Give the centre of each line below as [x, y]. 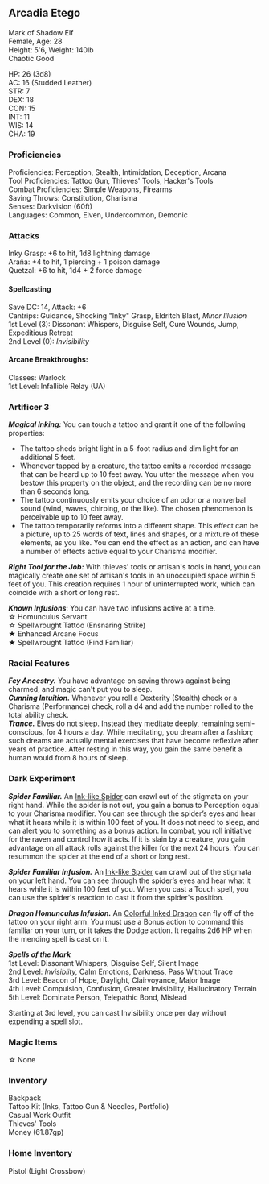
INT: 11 [19, 117]
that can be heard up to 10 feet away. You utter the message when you [137, 474]
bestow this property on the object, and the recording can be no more [135, 483]
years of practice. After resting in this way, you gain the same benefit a [125, 749]
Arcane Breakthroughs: [48, 360]
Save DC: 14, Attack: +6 [47, 307]
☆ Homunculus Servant [48, 617]
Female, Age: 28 [35, 41]
